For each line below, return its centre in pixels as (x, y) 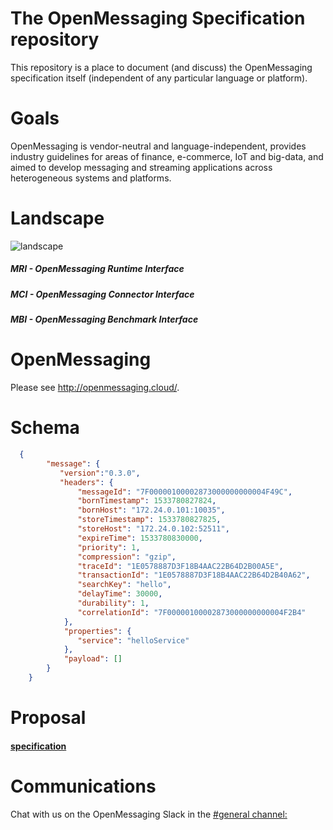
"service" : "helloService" (133, 640)
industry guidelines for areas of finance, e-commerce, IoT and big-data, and (167, 156)
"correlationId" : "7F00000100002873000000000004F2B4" (192, 612)
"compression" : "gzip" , (127, 557)
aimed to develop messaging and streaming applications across (141, 167)
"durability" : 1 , (113, 603)
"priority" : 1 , (109, 547)
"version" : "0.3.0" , (100, 473)
